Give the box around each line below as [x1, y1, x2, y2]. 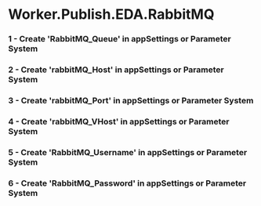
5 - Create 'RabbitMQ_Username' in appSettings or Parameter [8, 146, 248, 157]
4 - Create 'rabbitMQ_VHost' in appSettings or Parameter [8, 116, 230, 127]
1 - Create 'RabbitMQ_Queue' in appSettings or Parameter [8, 34, 231, 45]
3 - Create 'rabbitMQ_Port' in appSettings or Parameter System [8, 95, 254, 106]
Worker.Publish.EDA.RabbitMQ [8, 5, 215, 23]
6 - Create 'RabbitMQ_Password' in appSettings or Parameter [8, 178, 247, 189]
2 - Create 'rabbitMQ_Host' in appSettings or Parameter [8, 64, 225, 75]
